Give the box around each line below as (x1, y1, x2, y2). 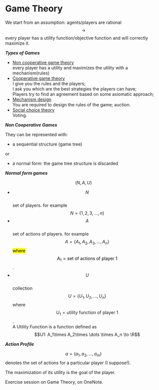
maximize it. (5, 40, 30, 46)
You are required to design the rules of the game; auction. (12, 101, 131, 107)
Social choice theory (12, 107, 55, 113)
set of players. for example (12, 202, 68, 208)
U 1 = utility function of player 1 (56, 310, 118, 317)
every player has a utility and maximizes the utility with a (12, 65, 128, 71)
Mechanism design (12, 96, 52, 102)
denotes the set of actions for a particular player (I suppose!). (5, 360, 131, 366)
